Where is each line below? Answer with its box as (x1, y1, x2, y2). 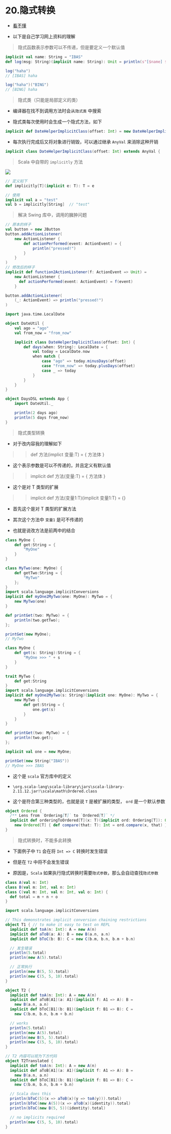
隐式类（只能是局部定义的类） (17, 97, 80, 103)
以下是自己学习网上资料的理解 (12, 33, 75, 39)
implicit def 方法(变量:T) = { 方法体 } (30, 473, 106, 479)
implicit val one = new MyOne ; (5, 749, 72, 754)
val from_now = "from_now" (14, 330, 72, 335)
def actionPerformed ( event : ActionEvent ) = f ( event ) (18, 279, 133, 284)
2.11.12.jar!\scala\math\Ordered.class (12, 788, 98, 794)
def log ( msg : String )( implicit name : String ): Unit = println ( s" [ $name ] (5, 59, 163, 64)
